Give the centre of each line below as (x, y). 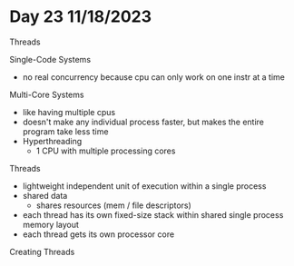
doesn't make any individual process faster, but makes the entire (143, 122)
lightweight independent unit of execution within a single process (144, 186)
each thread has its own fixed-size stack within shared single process (153, 214)
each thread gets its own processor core (98, 234)
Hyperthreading (52, 141)
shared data (45, 195)
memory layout (51, 224)
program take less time (65, 131)
